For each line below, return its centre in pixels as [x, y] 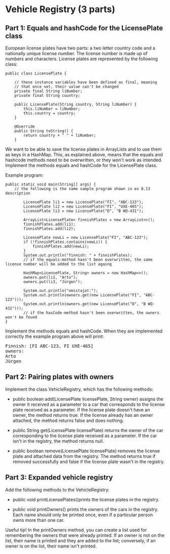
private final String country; [47, 96]
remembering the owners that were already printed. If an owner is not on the [85, 535]
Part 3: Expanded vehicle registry [59, 477]
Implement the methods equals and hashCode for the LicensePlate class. [81, 165]
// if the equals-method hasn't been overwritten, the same [88, 260]
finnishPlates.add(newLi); [61, 246]
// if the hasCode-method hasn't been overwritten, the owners [91, 313]
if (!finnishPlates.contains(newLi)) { [66, 242]
